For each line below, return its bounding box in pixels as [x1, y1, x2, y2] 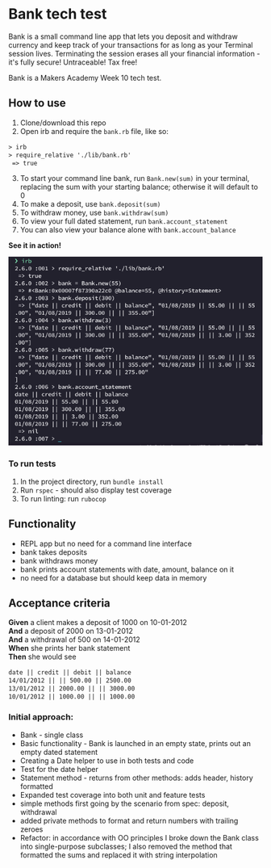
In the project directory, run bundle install [19, 476, 164, 486]
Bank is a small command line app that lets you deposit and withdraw [8, 31, 238, 41]
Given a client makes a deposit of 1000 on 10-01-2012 [8, 618, 188, 627]
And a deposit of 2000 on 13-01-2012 [8, 627, 133, 636]
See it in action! [8, 240, 62, 250]
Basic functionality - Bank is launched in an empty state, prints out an [19, 738, 252, 748]
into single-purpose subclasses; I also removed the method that [19, 841, 232, 851]
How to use [8, 96, 66, 110]
